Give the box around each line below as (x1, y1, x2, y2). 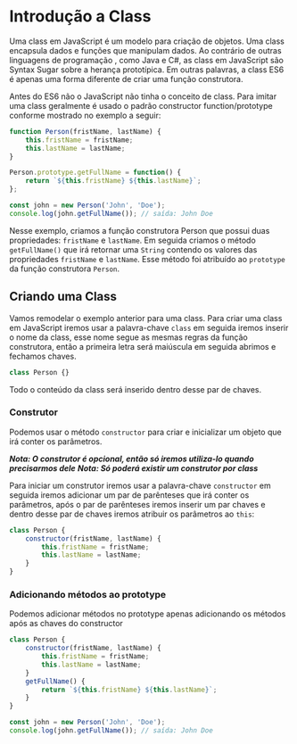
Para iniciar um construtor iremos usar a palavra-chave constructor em (9, 480, 272, 491)
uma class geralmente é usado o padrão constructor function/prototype (9, 100, 274, 111)
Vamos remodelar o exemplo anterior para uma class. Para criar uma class (9, 312, 283, 323)
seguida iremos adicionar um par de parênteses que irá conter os (9, 489, 250, 500)
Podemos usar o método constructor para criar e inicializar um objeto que (9, 426, 283, 437)
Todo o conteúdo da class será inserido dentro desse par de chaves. (9, 384, 262, 394)
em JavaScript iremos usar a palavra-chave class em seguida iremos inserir (9, 322, 289, 333)
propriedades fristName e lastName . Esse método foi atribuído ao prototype (9, 253, 285, 264)
